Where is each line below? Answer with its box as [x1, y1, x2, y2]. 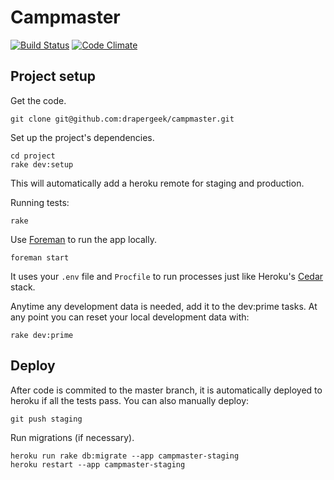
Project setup [10, 68, 97, 85]
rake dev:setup [10, 159, 74, 170]
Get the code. [10, 94, 67, 106]
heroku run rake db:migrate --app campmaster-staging [10, 451, 240, 461]
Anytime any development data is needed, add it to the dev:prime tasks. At [10, 300, 318, 312]
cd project [10, 151, 56, 161]
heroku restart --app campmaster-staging [10, 459, 186, 470]
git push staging [10, 414, 83, 424]
